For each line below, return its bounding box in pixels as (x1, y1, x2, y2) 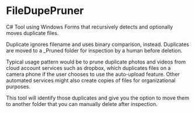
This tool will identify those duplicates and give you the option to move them (6, 94, 190, 101)
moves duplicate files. (6, 29, 59, 36)
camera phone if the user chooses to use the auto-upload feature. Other (6, 70, 180, 77)
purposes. (6, 83, 31, 90)
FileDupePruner (6, 4, 84, 17)
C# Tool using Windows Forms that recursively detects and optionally (6, 23, 173, 30)
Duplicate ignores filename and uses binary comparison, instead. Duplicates (6, 41, 190, 48)
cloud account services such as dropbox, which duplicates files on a (6, 64, 171, 71)
